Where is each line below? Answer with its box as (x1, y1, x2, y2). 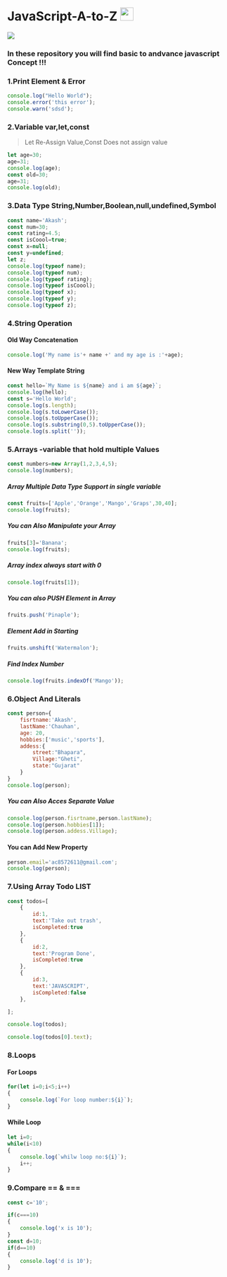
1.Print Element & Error (7, 76, 86, 86)
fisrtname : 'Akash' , (20, 717, 77, 724)
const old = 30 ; (7, 171, 49, 179)
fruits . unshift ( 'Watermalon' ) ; (7, 644, 99, 652)
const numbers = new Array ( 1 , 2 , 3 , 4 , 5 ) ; (7, 460, 118, 467)
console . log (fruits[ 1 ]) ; (7, 578, 80, 586)
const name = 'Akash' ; (7, 216, 68, 224)
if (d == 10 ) (7, 1244, 37, 1251)
